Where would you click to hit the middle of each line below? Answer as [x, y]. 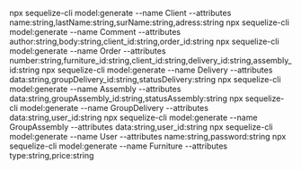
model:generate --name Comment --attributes [95, 32]
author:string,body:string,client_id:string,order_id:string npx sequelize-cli [145, 41]
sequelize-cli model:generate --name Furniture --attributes [119, 146]
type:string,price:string [52, 155]
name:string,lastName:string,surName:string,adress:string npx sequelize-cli [150, 22]
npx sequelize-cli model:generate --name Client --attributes [120, 13]
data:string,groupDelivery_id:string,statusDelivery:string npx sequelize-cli [145, 79]
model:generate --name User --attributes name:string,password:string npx [148, 136]
